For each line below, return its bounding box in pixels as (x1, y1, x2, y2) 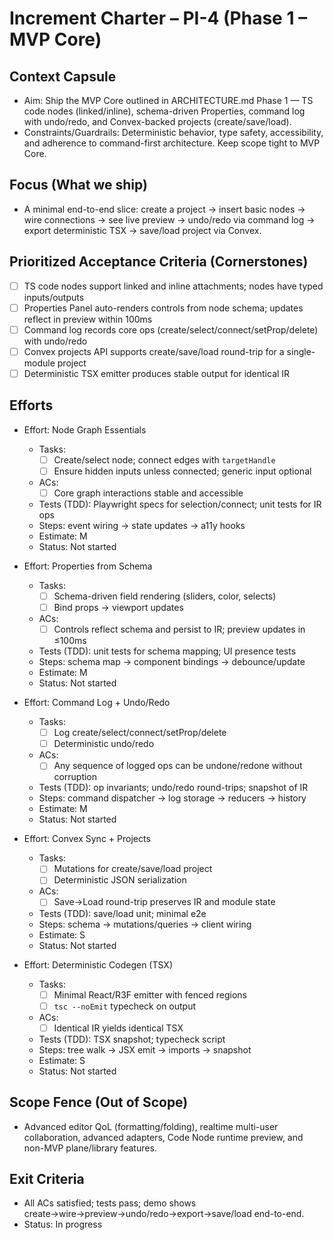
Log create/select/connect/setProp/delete (53, 727, 227, 739)
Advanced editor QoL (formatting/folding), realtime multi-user (23, 1120, 279, 1132)
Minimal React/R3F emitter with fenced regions (53, 988, 247, 1001)
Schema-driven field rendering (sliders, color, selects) (53, 590, 277, 602)
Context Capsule (9, 68, 117, 85)
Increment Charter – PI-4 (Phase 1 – (9, 7, 308, 30)
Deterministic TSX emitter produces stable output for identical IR (23, 367, 291, 379)
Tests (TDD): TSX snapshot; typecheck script (38, 1033, 226, 1045)
